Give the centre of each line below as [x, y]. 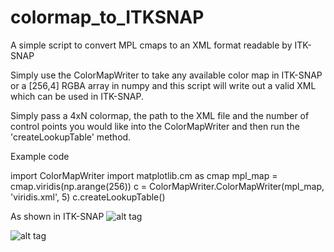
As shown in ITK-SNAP [57, 216]
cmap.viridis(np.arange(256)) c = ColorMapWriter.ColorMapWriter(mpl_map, [167, 186]
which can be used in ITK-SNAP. [77, 96]
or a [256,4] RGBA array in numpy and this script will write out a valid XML [163, 85]
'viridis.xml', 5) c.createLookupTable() [88, 197]
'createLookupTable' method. [71, 137]
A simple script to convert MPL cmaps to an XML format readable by [151, 45]
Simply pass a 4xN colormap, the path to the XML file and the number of [160, 115]
